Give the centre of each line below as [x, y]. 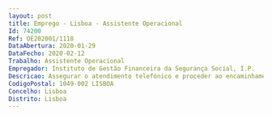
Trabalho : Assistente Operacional [67, 62]
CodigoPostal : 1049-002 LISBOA [61, 83]
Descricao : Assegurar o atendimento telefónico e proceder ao [115, 76]
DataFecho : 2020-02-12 [47, 53]
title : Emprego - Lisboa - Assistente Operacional [96, 23]
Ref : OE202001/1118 [41, 38]
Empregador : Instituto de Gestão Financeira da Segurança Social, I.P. [132, 69]
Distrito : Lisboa [38, 99]
